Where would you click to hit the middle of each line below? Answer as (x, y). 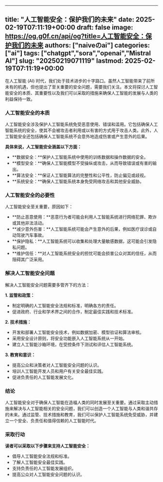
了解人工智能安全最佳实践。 (40, 463)
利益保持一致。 (20, 99)
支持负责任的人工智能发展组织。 (44, 468)
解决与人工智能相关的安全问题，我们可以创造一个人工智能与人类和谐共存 (86, 408)
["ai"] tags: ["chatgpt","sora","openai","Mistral (78, 53)
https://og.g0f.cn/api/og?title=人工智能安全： (75, 36)
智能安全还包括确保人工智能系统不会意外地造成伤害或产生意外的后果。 (79, 137)
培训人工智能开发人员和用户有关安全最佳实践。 (59, 371)
